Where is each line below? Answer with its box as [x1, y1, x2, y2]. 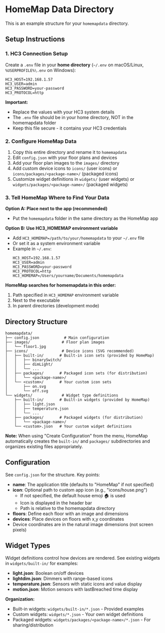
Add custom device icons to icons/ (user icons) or [12, 165, 118, 171]
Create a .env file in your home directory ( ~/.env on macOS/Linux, [5, 62, 144, 68]
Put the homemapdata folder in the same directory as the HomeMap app [12, 215, 158, 221]
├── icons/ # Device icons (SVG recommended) [5, 348, 135, 354]
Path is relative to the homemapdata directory [20, 505, 115, 511]
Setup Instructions [5, 35, 65, 44]
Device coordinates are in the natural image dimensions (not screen [12, 521, 153, 527]
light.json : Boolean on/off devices [12, 570, 84, 576]
